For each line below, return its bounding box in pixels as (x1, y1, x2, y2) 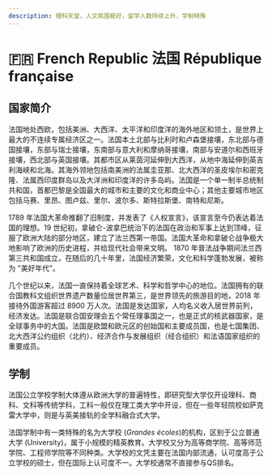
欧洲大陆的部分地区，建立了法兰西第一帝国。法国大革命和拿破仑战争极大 (22, 233, 264, 242)
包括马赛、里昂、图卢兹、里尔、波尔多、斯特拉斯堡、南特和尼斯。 (8, 195, 228, 205)
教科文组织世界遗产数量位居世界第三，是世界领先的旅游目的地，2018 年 (22, 290, 261, 300)
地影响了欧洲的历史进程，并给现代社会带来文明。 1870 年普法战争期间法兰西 (8, 242, 262, 252)
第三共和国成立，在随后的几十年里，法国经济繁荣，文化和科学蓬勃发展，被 (8, 253, 257, 263)
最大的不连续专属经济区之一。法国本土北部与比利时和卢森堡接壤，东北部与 (8, 135, 257, 144)
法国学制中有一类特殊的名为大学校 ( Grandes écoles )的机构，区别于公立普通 (8, 427, 260, 438)
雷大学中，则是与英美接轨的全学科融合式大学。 (8, 410, 164, 420)
